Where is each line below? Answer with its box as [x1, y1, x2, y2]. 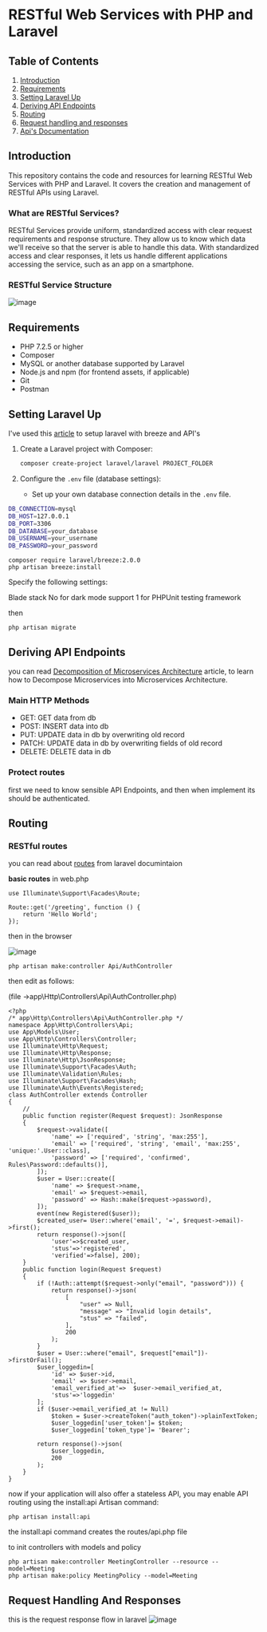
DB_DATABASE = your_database [8, 527, 98, 535]
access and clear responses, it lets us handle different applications [8, 251, 228, 261]
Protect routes [8, 767, 65, 778]
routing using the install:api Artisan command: [8, 1498, 159, 1508]
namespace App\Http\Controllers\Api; [8, 1021, 134, 1029]
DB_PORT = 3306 [8, 520, 52, 528]
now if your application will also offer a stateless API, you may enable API [8, 1489, 249, 1499]
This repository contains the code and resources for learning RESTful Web [8, 170, 253, 180]
